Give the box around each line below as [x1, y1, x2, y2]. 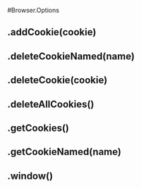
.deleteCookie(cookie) [7, 74, 108, 87]
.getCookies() [7, 122, 69, 134]
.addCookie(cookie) [7, 26, 97, 38]
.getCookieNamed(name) [7, 146, 122, 158]
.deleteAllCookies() [7, 98, 94, 110]
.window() [7, 170, 54, 182]
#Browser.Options [7, 6, 60, 14]
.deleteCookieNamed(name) [7, 50, 135, 62]
